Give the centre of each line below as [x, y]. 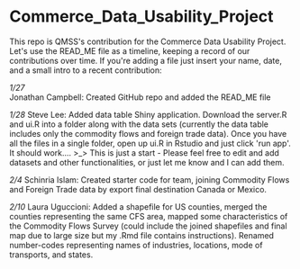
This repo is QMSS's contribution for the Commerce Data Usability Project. [148, 41]
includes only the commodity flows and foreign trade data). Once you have [148, 133]
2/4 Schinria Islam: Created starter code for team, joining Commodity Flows [150, 179]
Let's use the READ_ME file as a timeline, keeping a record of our [130, 50]
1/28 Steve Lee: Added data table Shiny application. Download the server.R [148, 114]
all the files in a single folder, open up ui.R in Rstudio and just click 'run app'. [150, 143]
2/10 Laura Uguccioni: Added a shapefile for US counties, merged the [138, 206]
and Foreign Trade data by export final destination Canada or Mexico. [138, 189]
